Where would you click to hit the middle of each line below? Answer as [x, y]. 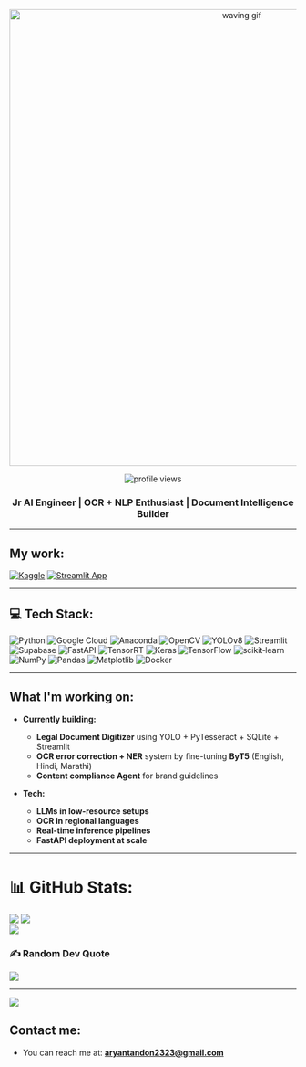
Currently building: [59, 719]
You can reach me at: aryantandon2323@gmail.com [123, 1052]
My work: [37, 553]
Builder [153, 513]
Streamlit [53, 746]
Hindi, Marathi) [64, 766]
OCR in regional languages [87, 820]
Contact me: [46, 1031]
